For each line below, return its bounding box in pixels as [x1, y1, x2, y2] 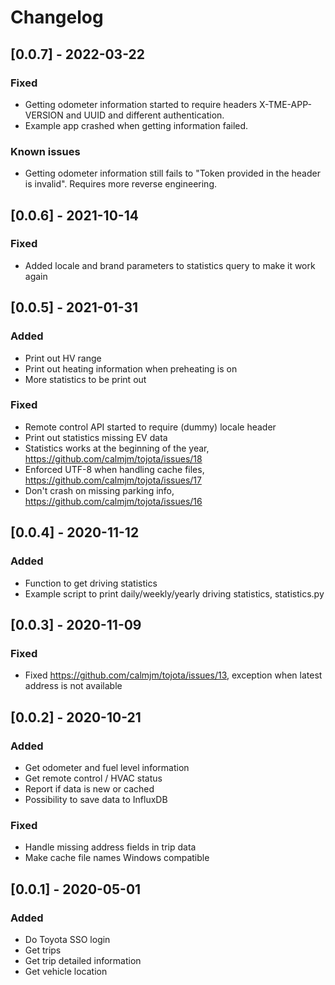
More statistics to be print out [24, 373, 147, 385]
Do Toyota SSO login [24, 933, 111, 945]
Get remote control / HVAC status [24, 772, 163, 784]
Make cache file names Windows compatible [24, 852, 210, 864]
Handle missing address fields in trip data [24, 841, 197, 853]
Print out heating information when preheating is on [24, 362, 238, 375]
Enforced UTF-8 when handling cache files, [24, 463, 205, 475]
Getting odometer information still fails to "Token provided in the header [24, 167, 321, 180]
